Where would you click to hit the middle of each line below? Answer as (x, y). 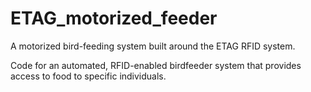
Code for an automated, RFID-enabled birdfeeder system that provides (156, 65)
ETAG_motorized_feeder (114, 18)
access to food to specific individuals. (88, 76)
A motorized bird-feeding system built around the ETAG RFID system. (153, 46)
